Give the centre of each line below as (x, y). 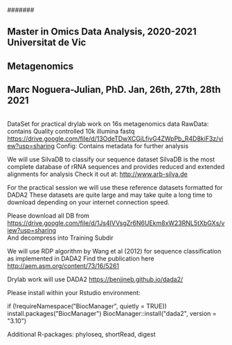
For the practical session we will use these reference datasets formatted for (115, 187)
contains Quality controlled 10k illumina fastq (71, 131)
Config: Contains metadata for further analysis (123, 145)
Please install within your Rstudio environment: (74, 292)
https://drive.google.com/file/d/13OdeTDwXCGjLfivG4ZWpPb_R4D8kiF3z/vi (115, 139)
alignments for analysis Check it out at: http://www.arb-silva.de (98, 174)
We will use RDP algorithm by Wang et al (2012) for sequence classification (114, 251)
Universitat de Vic (47, 43)
